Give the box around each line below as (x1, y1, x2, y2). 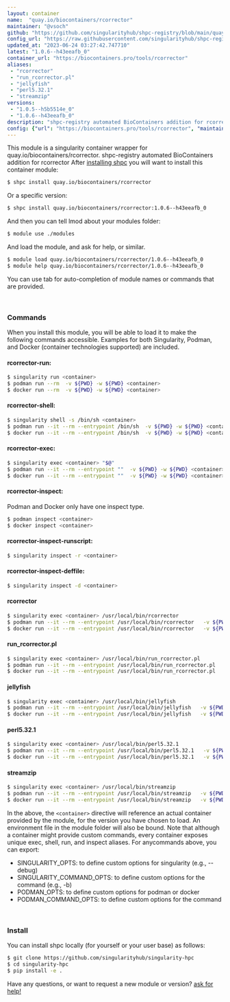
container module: (7, 166, 59, 174)
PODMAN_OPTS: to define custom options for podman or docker (16, 887, 200, 896)
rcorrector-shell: (7, 401, 56, 409)
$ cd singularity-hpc (7, 961, 69, 968)
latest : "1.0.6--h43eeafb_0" (7, 49, 90, 56)
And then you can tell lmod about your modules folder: (7, 217, 161, 225)
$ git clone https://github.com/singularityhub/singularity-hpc (7, 955, 194, 961)
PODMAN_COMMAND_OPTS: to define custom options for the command (16, 895, 222, 903)
